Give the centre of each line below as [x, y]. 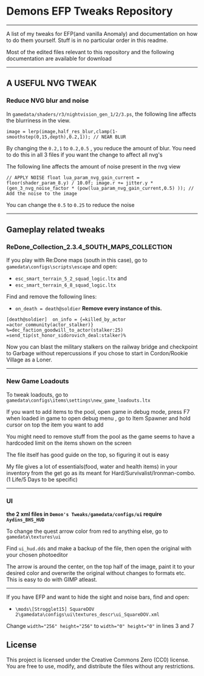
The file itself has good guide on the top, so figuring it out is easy [88, 455]
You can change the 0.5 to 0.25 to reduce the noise [70, 204]
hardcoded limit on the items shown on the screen [69, 443]
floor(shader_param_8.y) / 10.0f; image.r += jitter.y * [80, 183]
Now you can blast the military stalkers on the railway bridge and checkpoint [102, 347]
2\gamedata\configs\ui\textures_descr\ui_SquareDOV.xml [87, 615]
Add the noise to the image [42, 193]
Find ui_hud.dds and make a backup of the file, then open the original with [99, 548]
